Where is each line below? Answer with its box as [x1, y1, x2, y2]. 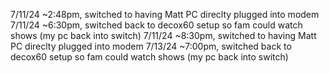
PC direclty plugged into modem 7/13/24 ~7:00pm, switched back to [10, 40, 292, 52]
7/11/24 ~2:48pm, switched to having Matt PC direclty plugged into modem [10, 9, 320, 20]
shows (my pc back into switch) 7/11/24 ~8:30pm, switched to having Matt [10, 30, 317, 41]
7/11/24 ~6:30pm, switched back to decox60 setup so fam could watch [10, 19, 303, 31]
